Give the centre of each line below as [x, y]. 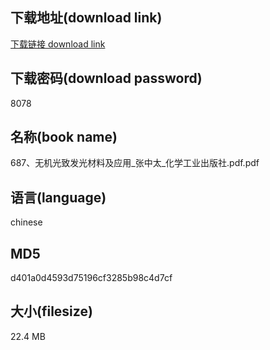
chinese [26, 222]
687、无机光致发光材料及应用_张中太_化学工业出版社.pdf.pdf [135, 163]
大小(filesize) [51, 311]
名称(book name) [64, 137]
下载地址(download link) [86, 18]
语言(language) [58, 197]
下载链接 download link [58, 44]
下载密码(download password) [106, 78]
